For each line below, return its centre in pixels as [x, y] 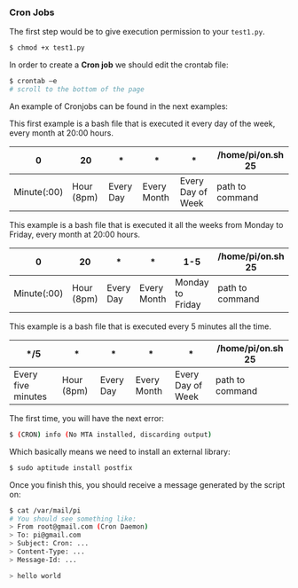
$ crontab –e [33, 82]
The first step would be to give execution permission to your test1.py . [137, 32]
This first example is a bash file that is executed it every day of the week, [142, 123]
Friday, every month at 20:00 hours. [74, 234]
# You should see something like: [73, 519]
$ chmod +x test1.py [47, 48]
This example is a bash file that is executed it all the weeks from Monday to [146, 224]
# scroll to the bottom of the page [77, 90]
